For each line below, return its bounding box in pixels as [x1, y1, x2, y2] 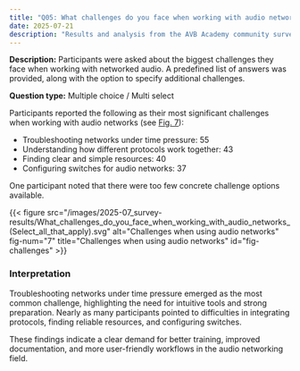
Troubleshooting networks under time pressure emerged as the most [9, 288, 263, 299]
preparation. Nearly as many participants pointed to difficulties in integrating [9, 307, 290, 317]
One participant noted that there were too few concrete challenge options [9, 181, 280, 191]
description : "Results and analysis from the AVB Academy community [9, 30, 270, 38]
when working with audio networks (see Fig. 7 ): [9, 117, 185, 128]
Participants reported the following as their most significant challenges [9, 108, 270, 119]
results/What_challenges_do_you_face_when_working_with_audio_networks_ [9, 216, 291, 228]
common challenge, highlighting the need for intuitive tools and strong [9, 297, 268, 308]
